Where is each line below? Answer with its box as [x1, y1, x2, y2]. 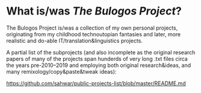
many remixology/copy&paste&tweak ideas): [6, 68, 117, 75]
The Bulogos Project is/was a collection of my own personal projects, [6, 24, 178, 31]
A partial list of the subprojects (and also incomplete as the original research [6, 48, 196, 56]
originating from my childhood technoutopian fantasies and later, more [6, 30, 181, 37]
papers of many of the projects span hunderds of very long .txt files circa [6, 55, 188, 62]
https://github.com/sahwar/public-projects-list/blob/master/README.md [6, 80, 186, 87]
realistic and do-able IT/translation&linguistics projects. [6, 37, 143, 44]
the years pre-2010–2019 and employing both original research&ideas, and [6, 62, 191, 69]
